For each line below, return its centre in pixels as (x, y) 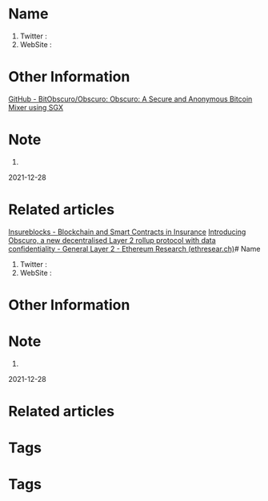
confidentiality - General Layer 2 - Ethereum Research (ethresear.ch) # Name (134, 249)
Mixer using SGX (36, 107)
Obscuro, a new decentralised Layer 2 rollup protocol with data (112, 240)
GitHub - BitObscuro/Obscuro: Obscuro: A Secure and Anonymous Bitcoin (130, 99)
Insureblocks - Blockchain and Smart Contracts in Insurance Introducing (127, 232)
